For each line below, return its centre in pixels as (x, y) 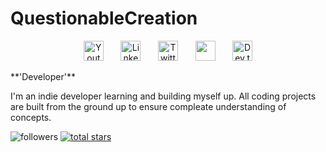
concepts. (31, 117)
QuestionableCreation (104, 18)
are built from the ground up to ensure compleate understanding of (148, 106)
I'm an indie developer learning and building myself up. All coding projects (163, 96)
